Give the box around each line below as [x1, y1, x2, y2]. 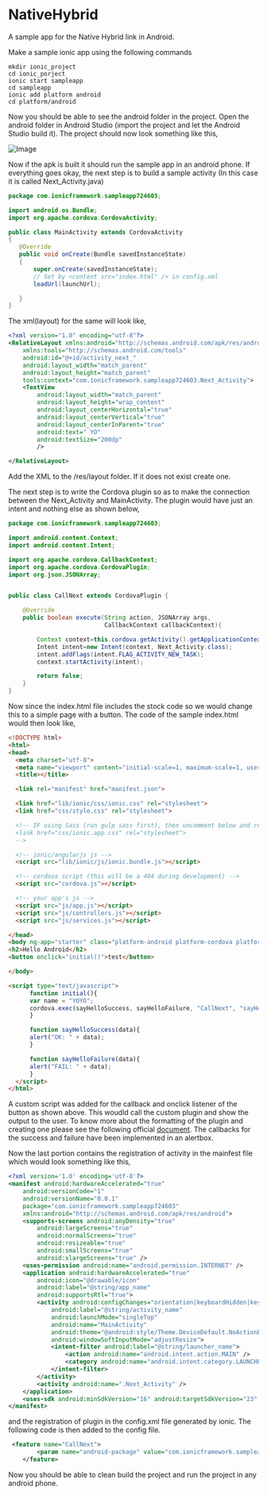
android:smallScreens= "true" [37, 1246, 133, 1255]
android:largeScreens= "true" [37, 1224, 133, 1233]
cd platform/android [8, 97, 77, 105]
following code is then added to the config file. [8, 1425, 161, 1435]
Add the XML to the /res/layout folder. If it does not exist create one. [8, 472, 231, 482]
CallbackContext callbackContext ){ [104, 621, 222, 629]
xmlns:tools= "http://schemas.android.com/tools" [22, 347, 187, 355]
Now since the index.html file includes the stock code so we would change [8, 702, 253, 711]
